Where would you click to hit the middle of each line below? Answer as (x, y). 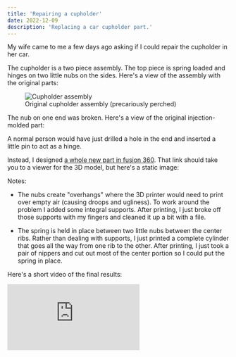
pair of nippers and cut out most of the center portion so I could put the (121, 253)
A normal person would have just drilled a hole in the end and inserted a (112, 139)
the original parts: (33, 83)
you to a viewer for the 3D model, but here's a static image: (93, 168)
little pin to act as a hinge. (45, 146)
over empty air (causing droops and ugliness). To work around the (113, 202)
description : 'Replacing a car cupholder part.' (80, 27)
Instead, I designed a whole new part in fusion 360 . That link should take (113, 160)
